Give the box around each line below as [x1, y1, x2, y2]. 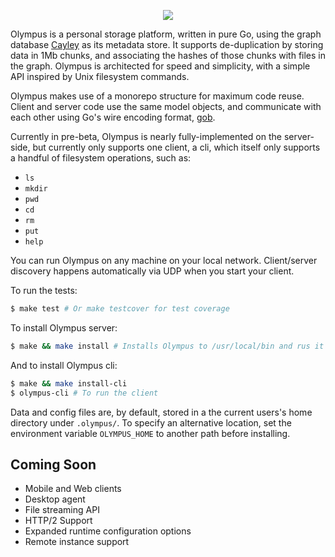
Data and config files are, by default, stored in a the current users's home [10, 406, 313, 418]
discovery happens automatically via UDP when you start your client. [10, 265, 295, 277]
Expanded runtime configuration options [24, 525, 192, 537]
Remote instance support [24, 536, 130, 548]
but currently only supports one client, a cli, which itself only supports [32, 141, 321, 153]
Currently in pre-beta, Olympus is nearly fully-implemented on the [10, 131, 282, 142]
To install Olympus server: [10, 321, 118, 334]
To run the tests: [10, 285, 78, 296]
